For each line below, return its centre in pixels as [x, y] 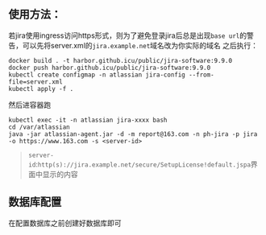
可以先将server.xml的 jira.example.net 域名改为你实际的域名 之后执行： [140, 45]
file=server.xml [35, 82]
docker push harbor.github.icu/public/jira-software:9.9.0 [110, 68]
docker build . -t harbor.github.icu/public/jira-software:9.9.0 [120, 60]
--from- [202, 75]
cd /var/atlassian [39, 127]
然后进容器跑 [29, 105]
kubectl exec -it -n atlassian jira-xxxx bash [88, 120]
